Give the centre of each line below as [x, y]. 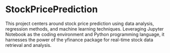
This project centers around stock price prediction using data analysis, [80, 23]
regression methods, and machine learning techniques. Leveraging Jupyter [84, 29]
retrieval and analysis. [28, 45]
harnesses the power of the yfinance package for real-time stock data [79, 40]
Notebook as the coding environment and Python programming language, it [85, 34]
